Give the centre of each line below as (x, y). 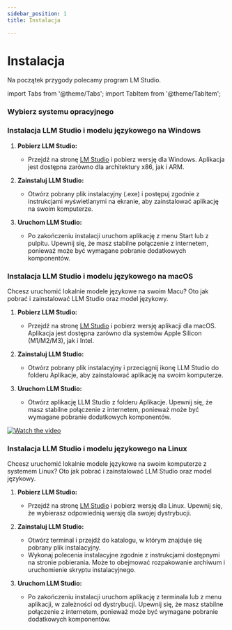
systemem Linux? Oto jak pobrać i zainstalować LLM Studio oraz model (110, 471)
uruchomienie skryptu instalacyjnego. (82, 570)
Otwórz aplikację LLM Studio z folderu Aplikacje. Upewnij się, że (120, 402)
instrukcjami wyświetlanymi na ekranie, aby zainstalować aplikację (123, 201)
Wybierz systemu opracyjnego (61, 112)
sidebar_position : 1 (37, 14)
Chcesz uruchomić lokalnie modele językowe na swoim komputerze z (107, 464)
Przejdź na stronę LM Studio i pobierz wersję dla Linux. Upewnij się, (125, 506)
